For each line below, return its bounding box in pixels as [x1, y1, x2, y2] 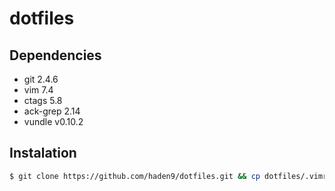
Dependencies [9, 47, 102, 64]
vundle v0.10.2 [23, 116, 84, 127]
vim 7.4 [23, 84, 54, 96]
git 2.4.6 [23, 73, 59, 85]
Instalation [9, 145, 77, 162]
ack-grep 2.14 [23, 105, 81, 117]
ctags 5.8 [23, 95, 63, 106]
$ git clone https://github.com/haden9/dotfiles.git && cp [9, 171, 261, 181]
